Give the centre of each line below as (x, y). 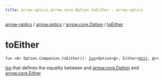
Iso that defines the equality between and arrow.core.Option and (72, 68)
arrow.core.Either (23, 73)
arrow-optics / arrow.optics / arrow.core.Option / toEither (64, 24)
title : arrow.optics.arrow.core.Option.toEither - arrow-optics (74, 10)
